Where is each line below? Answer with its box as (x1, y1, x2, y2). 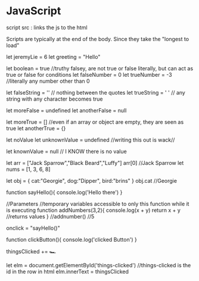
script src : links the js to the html (6, 24, 88, 31)
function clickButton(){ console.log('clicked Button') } (6, 236, 137, 243)
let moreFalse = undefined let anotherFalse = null (6, 107, 127, 114)
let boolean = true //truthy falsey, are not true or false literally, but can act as (6, 64, 194, 72)
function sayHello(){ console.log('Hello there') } (6, 189, 123, 196)
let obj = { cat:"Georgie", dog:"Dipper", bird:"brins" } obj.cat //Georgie (6, 177, 178, 184)
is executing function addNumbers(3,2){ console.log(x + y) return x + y (6, 207, 181, 214)
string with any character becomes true (6, 95, 103, 102)
